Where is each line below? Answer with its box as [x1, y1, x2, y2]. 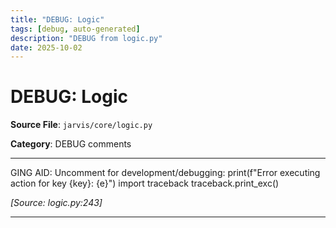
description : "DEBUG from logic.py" [10, 33, 163, 43]
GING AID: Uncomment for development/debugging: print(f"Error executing [10, 167, 321, 179]
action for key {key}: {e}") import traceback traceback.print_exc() [10, 177, 280, 190]
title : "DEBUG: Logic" [10, 14, 105, 25]
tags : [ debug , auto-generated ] [10, 24, 141, 34]
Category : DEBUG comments [10, 138, 132, 150]
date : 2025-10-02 [10, 42, 83, 53]
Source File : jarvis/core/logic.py [10, 119, 153, 131]
